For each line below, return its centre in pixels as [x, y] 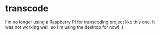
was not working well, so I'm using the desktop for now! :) [64, 27]
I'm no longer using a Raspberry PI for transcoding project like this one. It [80, 22]
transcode [27, 9]
